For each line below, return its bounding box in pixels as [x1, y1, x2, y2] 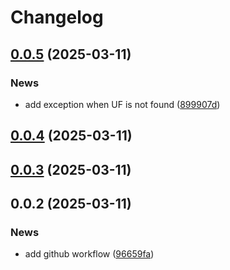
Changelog [10, 6, 104, 29]
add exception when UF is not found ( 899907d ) [24, 98, 221, 110]
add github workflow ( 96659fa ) [24, 248, 155, 260]
